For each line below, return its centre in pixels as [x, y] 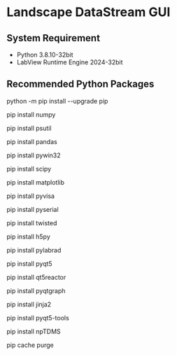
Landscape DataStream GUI [88, 12]
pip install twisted [32, 223]
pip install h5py [28, 236]
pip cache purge [30, 345]
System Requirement [54, 38]
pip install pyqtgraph [36, 290]
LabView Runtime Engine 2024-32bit [70, 62]
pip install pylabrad [34, 250]
